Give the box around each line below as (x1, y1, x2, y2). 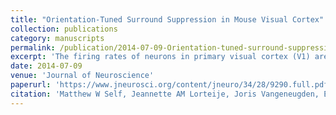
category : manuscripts (10, 33, 105, 43)
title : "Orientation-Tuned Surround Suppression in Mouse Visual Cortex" (10, 14, 325, 25)
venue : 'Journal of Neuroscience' (10, 71, 155, 81)
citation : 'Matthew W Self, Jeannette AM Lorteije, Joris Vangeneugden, (10, 89, 320, 99)
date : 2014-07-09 (10, 61, 83, 71)
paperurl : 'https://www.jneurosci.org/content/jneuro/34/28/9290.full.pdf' (10, 80, 333, 90)
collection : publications (10, 24, 118, 34)
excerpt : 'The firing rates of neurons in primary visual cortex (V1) (10, 52, 311, 62)
